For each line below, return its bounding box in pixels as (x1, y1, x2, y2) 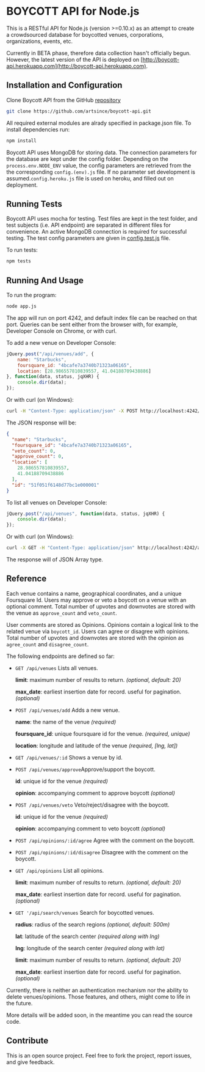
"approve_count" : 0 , (12, 454, 64, 460)
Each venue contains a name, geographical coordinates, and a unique (6, 590, 182, 597)
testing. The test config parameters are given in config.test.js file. (6, 234, 171, 242)
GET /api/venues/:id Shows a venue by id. (15, 753, 123, 761)
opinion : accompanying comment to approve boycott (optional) (15, 789, 175, 796)
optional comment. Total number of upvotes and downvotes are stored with (6, 602, 196, 610)
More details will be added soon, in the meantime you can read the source (6, 1011, 193, 1019)
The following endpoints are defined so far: (6, 652, 115, 660)
